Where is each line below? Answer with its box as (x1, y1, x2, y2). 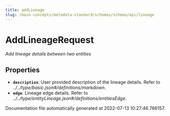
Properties (5, 66, 40, 74)
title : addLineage (5, 7, 45, 13)
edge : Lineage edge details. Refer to (12, 90, 88, 96)
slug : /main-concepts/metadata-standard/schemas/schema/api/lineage (5, 12, 155, 17)
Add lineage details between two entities (5, 51, 91, 57)
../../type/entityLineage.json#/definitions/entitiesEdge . (12, 95, 127, 102)
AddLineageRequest (5, 34, 94, 46)
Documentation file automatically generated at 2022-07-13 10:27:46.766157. (5, 105, 165, 111)
